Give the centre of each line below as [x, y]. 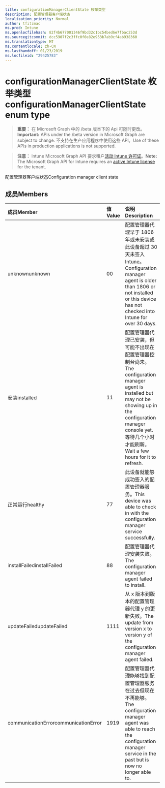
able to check [140, 507]
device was [138, 501]
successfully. [140, 538]
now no [134, 766]
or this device [140, 299]
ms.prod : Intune [22, 28]
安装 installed [22, 398]
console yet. [139, 430]
